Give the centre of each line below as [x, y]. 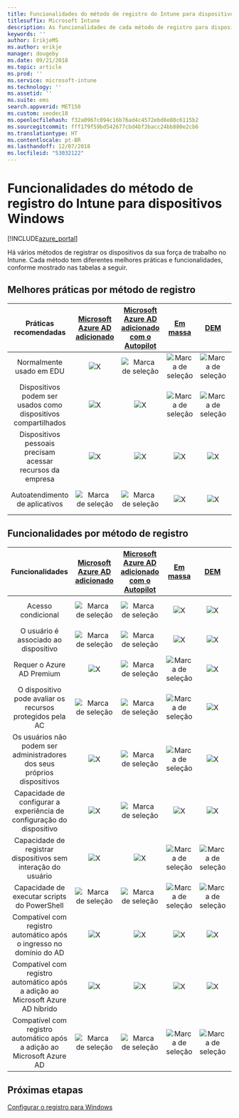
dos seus [40, 764]
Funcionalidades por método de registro [98, 534]
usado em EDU [40, 371]
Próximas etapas [45, 1090]
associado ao [39, 640]
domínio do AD [39, 953]
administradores [39, 754]
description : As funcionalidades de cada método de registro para [108, 27]
